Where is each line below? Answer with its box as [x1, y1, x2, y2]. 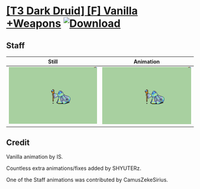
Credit [6, 137, 30, 147]
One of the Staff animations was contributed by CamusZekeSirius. [6, 177, 168, 184]
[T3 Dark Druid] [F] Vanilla [6, 4, 138, 18]
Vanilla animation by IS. [6, 153, 64, 160]
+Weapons [6, 17, 61, 30]
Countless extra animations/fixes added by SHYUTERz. [6, 165, 142, 172]
